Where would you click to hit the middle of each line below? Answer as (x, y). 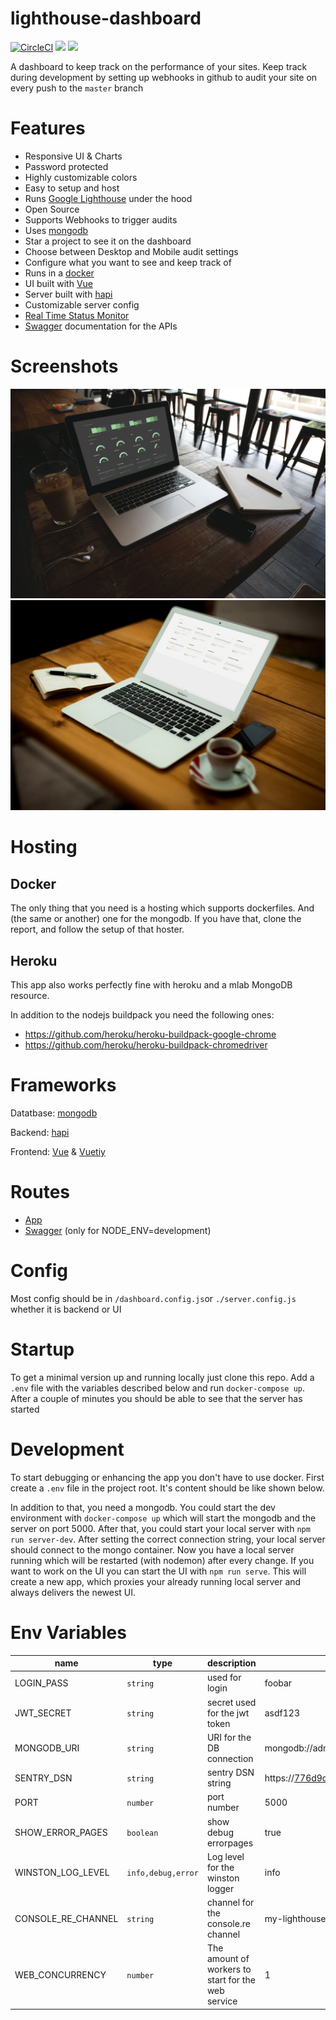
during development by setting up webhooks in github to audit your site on (164, 77)
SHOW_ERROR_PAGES (61, 1832)
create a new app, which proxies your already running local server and (156, 1581)
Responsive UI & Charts (73, 156)
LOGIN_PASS (41, 1683)
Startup (42, 1349)
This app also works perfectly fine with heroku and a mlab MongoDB (151, 984)
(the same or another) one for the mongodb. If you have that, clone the (156, 919)
